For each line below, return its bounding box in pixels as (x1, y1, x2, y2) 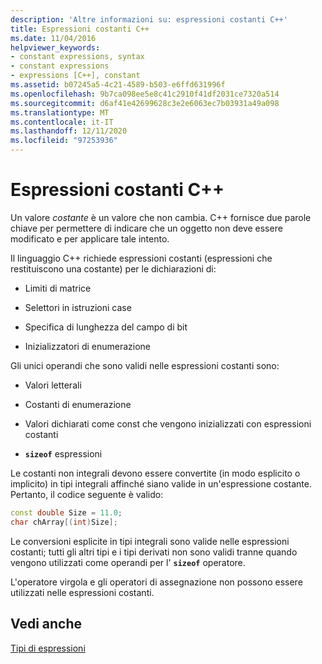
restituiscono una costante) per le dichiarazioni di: (10, 262, 217, 275)
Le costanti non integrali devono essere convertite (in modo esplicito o (10, 467, 301, 479)
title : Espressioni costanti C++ (10, 24, 150, 34)
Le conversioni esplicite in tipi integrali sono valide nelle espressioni (10, 535, 290, 547)
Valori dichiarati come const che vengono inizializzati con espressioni (24, 417, 312, 430)
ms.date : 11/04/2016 (10, 33, 97, 43)
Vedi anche (10, 616, 83, 633)
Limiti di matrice (24, 282, 92, 294)
